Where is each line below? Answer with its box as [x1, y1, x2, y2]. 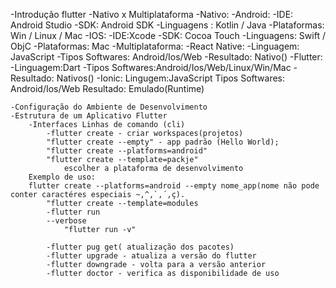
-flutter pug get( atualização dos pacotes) [46, 242, 235, 252]
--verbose [46, 216, 87, 226]
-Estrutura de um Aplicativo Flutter [10, 111, 168, 121]
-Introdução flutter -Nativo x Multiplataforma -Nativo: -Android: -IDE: [10, 9, 294, 20]
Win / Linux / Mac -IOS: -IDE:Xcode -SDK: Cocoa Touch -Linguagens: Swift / [10, 30, 326, 41]
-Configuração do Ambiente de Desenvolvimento [10, 102, 208, 112]
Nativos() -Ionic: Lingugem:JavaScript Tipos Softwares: [56, 72, 286, 84]
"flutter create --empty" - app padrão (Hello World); [46, 137, 280, 147]
